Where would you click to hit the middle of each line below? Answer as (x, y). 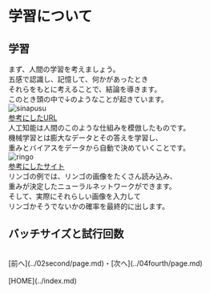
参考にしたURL (33, 118)
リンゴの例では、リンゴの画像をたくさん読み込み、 (93, 176)
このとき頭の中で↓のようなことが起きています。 (88, 99)
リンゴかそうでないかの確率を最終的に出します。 (89, 206)
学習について (50, 16)
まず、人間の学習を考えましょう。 (64, 69)
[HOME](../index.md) (43, 280)
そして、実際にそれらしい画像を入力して (75, 196)
